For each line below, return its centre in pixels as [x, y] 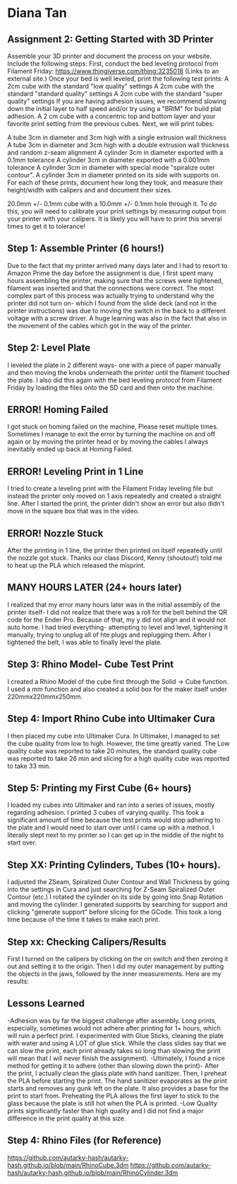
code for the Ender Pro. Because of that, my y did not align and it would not [117, 620]
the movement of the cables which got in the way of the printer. [99, 325]
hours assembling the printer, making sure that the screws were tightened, [115, 280]
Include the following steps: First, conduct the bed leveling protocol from [113, 64]
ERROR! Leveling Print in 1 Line [75, 471]
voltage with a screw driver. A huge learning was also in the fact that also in [117, 318]
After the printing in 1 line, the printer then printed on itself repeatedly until [115, 550]
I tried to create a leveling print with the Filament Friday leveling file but [110, 489]
